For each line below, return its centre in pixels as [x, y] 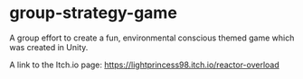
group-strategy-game [94, 13]
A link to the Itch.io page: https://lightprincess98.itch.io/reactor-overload [145, 65]
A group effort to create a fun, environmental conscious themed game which [152, 38]
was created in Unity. [49, 47]
